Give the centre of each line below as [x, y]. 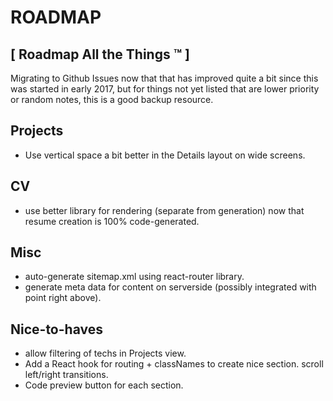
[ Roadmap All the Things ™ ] [100, 54]
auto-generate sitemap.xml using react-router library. [134, 277]
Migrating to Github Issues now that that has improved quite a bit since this [164, 78]
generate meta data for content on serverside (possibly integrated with [170, 287]
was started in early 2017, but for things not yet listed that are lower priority [165, 89]
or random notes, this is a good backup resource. [112, 99]
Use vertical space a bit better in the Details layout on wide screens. [165, 155]
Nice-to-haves [56, 329]
